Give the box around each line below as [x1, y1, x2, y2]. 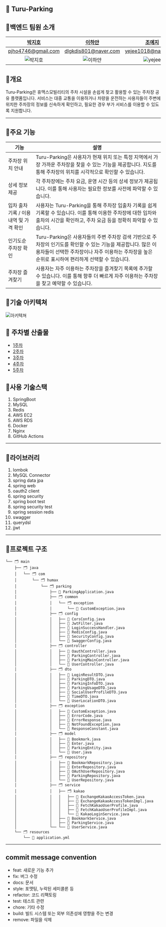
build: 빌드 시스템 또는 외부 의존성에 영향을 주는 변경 [12, 910, 114, 916]
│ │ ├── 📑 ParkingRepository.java [14, 773, 121, 778]
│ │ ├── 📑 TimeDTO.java [14, 694, 99, 699]
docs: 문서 [12, 879, 33, 885]
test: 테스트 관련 [12, 898, 44, 904]
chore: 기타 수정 [12, 904, 45, 910]
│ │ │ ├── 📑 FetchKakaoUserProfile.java [14, 803, 138, 808]
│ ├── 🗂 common [14, 594, 78, 599]
